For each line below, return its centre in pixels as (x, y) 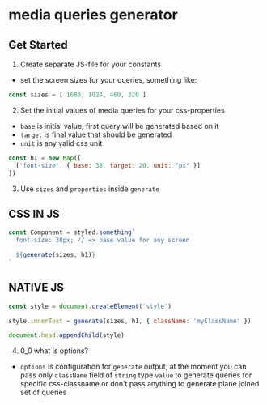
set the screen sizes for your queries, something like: (108, 80)
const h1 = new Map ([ (45, 158)
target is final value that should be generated (96, 134)
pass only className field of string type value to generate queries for (136, 375)
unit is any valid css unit (61, 143)
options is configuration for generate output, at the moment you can (133, 367)
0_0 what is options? (54, 351)
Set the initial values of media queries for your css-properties (122, 110)
